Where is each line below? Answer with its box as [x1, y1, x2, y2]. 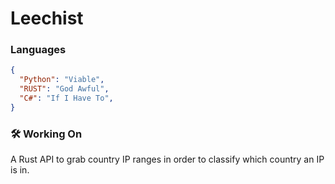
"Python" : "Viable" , [19, 75, 105, 85]
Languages [10, 43, 67, 57]
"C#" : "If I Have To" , [19, 93, 114, 104]
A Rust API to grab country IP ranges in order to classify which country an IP [10, 153, 325, 166]
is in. [10, 164, 30, 176]
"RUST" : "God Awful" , [19, 84, 110, 94]
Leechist [10, 7, 84, 30]
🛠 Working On [10, 127, 83, 141]
